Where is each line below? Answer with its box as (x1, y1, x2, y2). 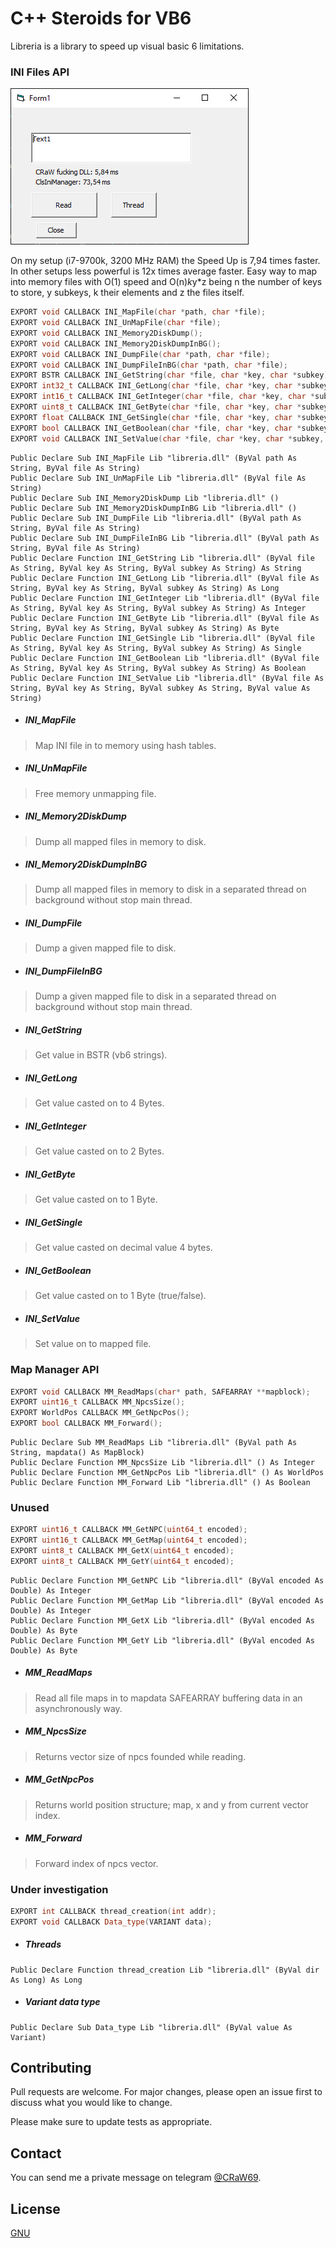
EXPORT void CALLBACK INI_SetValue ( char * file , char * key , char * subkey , (10, 433, 325, 444)
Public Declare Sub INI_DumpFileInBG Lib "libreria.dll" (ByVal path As (10, 533, 320, 543)
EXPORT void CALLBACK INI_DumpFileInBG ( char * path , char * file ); (10, 360, 288, 370)
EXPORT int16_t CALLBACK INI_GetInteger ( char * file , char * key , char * (10, 392, 315, 402)
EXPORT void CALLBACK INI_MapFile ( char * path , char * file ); (10, 307, 267, 317)
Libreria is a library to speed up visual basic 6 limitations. (10, 40, 245, 52)
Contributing (10, 2060, 92, 2077)
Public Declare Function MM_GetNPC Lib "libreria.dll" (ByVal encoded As (10, 1575, 325, 1586)
